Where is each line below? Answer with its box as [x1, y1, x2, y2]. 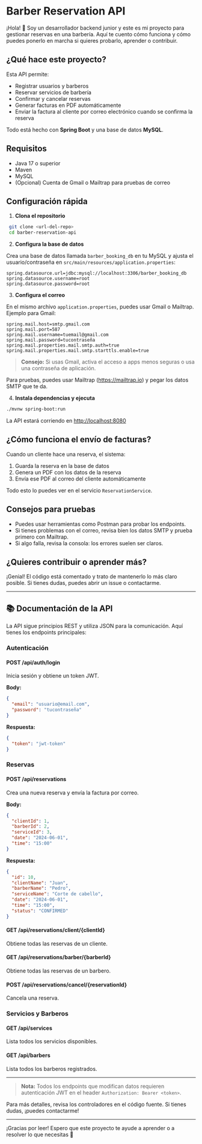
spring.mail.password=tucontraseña [6, 337, 96, 344]
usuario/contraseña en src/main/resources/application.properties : [6, 258, 176, 266]
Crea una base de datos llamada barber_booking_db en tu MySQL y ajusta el [6, 252, 194, 260]
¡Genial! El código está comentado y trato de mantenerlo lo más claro [6, 573, 177, 580]
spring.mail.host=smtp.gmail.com [6, 321, 90, 327]
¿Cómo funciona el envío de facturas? [6, 435, 151, 445]
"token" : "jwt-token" [11, 741, 66, 747]
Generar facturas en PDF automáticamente [14, 101, 121, 109]
